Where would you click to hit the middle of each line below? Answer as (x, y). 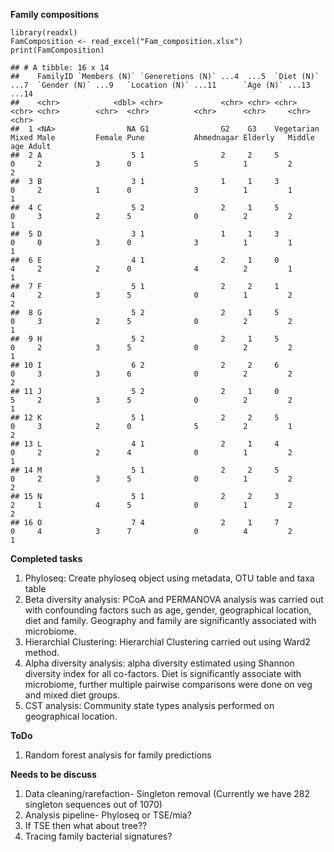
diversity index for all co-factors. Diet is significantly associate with (163, 673)
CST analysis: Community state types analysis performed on (149, 705)
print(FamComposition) (57, 50)
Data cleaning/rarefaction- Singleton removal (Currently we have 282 (167, 793)
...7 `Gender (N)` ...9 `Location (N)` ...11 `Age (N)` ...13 (160, 85)
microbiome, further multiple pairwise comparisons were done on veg (168, 684)
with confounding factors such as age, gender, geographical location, (168, 610)
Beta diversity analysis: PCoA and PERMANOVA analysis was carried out (174, 599)
